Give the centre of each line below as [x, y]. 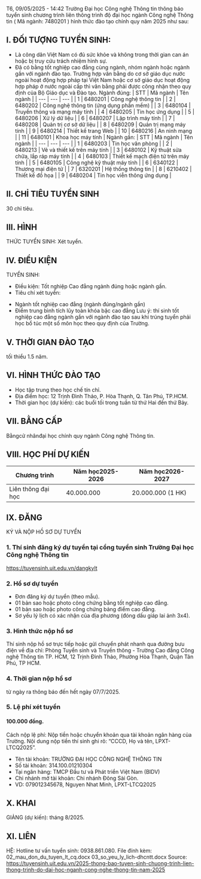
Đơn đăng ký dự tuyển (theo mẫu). [57, 596]
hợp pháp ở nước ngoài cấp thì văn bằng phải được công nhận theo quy [103, 86]
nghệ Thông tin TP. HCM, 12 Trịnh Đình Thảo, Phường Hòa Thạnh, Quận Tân [100, 657]
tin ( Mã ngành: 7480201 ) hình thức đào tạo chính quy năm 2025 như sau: [98, 21]
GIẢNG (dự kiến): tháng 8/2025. [45, 817]
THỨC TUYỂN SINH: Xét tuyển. [45, 242]
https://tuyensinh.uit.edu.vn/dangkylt [52, 568]
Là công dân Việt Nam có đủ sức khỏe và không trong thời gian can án [102, 54]
